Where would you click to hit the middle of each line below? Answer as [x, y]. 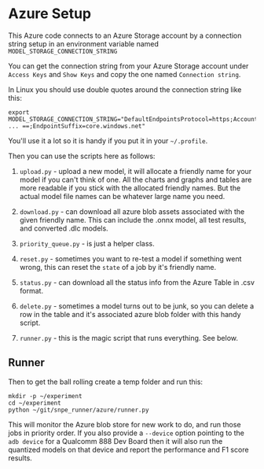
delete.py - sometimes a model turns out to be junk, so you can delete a [137, 306]
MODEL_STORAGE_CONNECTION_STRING [63, 51]
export [19, 112]
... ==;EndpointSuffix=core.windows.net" [77, 126]
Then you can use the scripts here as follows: [82, 156]
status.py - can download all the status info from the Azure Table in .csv [137, 282]
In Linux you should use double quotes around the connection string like [125, 89]
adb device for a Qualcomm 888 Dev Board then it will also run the [115, 441]
